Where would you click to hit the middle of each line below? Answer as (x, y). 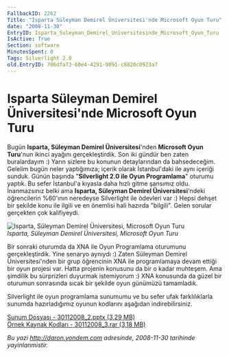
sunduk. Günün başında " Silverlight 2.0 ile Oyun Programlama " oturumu (110, 176)
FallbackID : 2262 (32, 13)
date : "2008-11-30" (35, 26)
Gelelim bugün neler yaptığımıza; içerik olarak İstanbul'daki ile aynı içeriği (111, 168)
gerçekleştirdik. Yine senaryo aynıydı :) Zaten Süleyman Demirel (97, 254)
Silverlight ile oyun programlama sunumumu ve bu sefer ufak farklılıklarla (110, 296)
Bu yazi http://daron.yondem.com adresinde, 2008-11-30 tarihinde (101, 337)
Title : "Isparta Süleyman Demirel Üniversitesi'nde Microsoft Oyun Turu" (115, 20)
